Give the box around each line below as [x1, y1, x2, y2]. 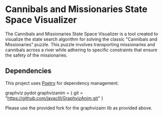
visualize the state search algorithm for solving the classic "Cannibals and [5, 36, 157, 42]
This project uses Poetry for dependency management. [5, 80, 119, 86]
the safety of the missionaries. [5, 52, 68, 58]
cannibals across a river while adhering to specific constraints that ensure [5, 47, 157, 53]
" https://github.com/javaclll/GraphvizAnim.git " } [5, 95, 103, 101]
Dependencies [5, 67, 51, 75]
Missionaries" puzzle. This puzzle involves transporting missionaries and [5, 41, 155, 47]
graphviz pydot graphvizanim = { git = [5, 89, 83, 96]
